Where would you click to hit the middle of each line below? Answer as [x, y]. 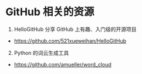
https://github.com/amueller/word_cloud [63, 64]
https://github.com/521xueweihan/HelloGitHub [70, 41]
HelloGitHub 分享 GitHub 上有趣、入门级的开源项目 [75, 29]
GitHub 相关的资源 [50, 12]
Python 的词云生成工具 [41, 52]
